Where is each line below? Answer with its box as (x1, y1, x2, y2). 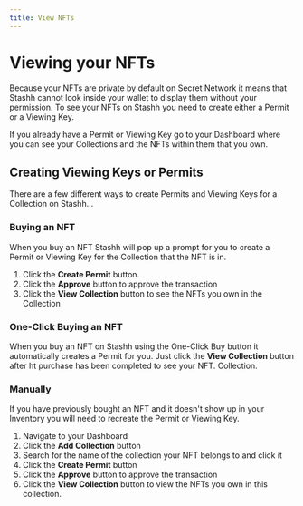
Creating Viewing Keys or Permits (9, 164, 204, 180)
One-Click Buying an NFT (9, 320, 124, 333)
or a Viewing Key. (9, 111, 75, 122)
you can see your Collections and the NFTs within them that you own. (9, 138, 269, 150)
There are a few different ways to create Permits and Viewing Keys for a (9, 189, 278, 199)
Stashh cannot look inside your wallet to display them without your (9, 92, 258, 102)
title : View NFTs (9, 13, 75, 23)
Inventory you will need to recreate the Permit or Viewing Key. (9, 414, 240, 424)
